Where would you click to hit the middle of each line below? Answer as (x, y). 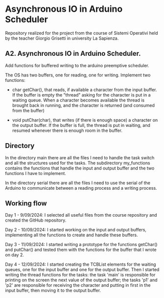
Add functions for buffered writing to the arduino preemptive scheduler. (77, 65)
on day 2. (15, 255)
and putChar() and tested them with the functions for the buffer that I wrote (81, 250)
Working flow (26, 203)
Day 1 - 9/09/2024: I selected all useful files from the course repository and (81, 215)
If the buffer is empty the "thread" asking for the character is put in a (81, 95)
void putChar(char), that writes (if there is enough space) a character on (85, 120)
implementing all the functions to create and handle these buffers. (71, 235)
